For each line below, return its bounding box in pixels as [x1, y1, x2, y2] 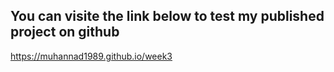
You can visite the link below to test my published [10, 8, 325, 25]
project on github [10, 24, 120, 41]
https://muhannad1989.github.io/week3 [10, 50, 173, 62]
